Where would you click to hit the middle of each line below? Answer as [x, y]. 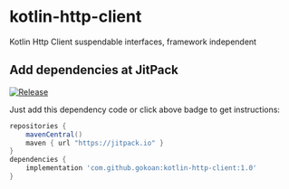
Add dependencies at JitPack [94, 70]
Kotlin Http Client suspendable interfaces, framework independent [133, 42]
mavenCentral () [54, 134]
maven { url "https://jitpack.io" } [95, 143]
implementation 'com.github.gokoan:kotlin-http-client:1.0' [141, 168]
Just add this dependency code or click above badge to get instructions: [145, 109]
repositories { [38, 126]
